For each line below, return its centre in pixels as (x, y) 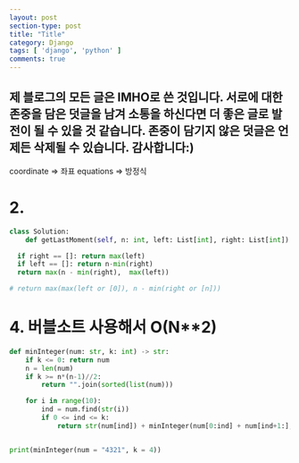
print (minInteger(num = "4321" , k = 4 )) (86, 450)
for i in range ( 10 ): (63, 401)
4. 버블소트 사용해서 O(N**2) (113, 328)
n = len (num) (50, 368)
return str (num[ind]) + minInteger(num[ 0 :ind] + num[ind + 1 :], (175, 425)
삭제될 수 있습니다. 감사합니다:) (114, 148)
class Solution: (39, 231)
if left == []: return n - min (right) (85, 265)
